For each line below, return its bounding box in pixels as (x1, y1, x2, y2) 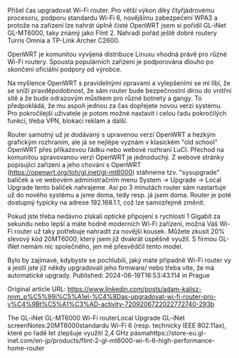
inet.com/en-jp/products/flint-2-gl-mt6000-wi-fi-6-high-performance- (7, 337, 216, 345)
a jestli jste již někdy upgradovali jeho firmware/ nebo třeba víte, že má (7, 264, 215, 272)
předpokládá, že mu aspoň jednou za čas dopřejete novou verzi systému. (7, 102, 223, 109)
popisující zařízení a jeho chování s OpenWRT (7, 161, 142, 169)
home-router (7, 344, 45, 352)
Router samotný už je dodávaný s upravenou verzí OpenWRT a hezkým (7, 131, 216, 139)
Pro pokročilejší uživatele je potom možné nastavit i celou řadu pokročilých (7, 109, 227, 117)
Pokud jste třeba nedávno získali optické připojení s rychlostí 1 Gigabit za (7, 212, 221, 220)
